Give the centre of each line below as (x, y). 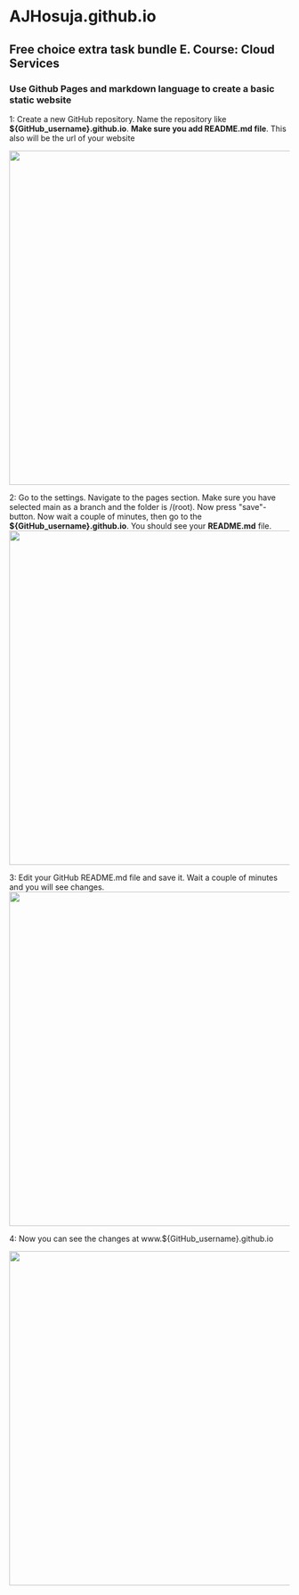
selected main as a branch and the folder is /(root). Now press (123, 506)
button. (22, 516)
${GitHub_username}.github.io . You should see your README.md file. (141, 526)
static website (40, 100)
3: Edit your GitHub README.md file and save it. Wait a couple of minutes (144, 877)
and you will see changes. (57, 887)
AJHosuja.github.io (83, 16)
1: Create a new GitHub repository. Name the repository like (118, 119)
